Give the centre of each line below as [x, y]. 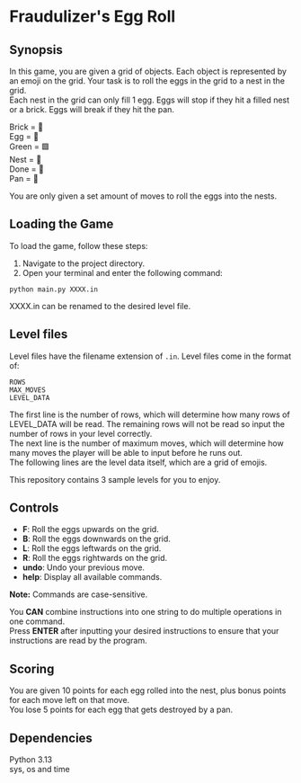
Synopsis [36, 50]
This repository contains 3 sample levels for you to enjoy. [115, 479]
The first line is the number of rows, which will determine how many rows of [150, 414]
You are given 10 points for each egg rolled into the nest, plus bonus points [148, 690]
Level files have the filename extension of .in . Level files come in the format [150, 356]
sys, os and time [40, 770]
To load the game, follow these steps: [79, 245]
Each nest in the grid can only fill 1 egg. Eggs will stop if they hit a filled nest [150, 100]
